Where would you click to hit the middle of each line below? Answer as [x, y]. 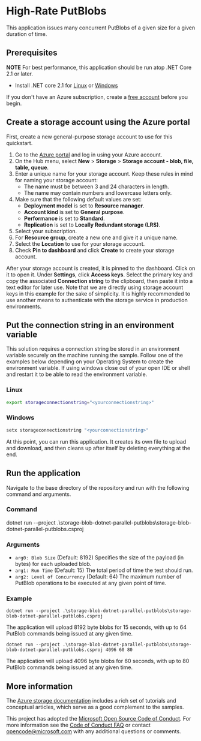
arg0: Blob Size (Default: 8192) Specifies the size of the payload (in [99, 558]
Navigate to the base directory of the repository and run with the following [98, 487]
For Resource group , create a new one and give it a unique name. [96, 237]
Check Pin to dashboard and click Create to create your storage [94, 250]
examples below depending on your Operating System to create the [90, 362]
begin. [14, 103]
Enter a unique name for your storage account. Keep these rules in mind [104, 174]
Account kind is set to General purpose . [74, 212]
